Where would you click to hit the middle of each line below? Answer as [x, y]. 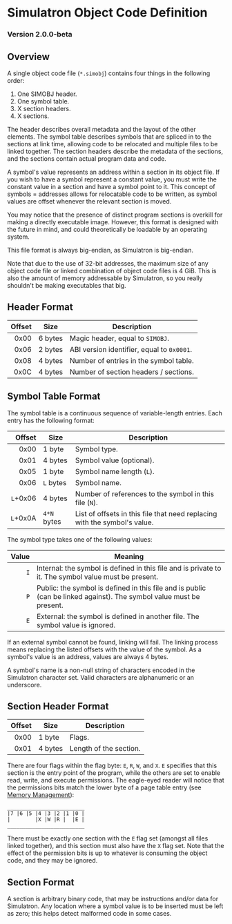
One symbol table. [43, 101]
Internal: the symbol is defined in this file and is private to [129, 568]
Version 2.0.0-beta [40, 35]
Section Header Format [58, 706]
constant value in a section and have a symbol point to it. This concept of [111, 186]
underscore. [25, 685]
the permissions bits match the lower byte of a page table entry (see [104, 787]
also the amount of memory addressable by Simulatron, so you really [105, 278]
